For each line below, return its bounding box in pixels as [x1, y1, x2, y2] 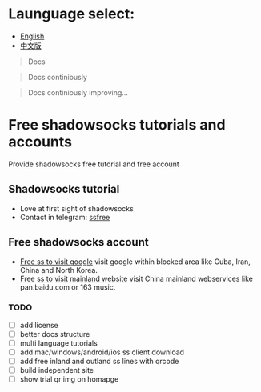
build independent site [19, 366, 94, 375]
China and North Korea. [19, 265, 98, 274]
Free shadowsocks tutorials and [8, 116, 226, 134]
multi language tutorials [19, 338, 98, 348]
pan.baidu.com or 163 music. [19, 282, 116, 292]
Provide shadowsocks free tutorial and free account [8, 159, 180, 169]
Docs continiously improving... [27, 87, 128, 97]
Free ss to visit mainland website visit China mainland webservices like [19, 274, 254, 283]
